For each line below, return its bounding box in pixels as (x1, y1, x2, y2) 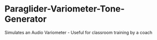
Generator (4, 13, 47, 25)
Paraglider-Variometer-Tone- (4, 3, 125, 14)
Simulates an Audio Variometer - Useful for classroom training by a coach (4, 29, 153, 35)
